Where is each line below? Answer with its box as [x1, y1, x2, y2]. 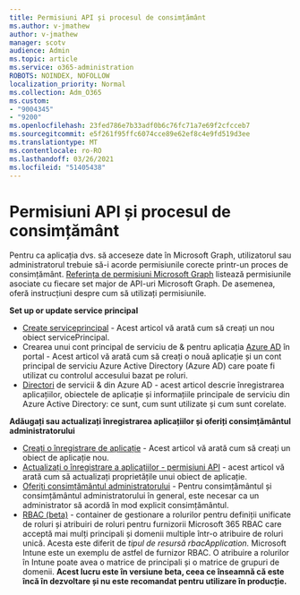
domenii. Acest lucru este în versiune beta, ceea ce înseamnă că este [21, 566, 285, 577]
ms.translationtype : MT [9, 138, 99, 147]
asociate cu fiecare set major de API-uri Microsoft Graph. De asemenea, [9, 278, 276, 289]
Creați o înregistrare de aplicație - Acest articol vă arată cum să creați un [21, 443, 291, 454]
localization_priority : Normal [9, 80, 126, 89]
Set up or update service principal [9, 305, 139, 316]
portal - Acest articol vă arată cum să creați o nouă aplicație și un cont [21, 351, 282, 362]
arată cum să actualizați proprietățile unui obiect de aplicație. [21, 472, 248, 482]
